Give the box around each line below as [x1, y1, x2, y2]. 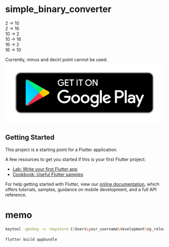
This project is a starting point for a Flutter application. [5, 147, 118, 153]
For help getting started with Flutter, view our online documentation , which [5, 181, 160, 187]
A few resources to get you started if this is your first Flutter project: [5, 156, 146, 162]
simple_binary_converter [5, 4, 112, 15]
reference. [5, 192, 27, 198]
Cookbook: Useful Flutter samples [12, 171, 83, 177]
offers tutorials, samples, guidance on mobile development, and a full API [5, 186, 157, 192]
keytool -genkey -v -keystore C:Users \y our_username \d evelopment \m [5, 226, 150, 231]
